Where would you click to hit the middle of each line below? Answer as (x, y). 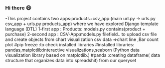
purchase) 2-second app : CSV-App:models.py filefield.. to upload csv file (81, 34)
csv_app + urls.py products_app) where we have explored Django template (82, 24)
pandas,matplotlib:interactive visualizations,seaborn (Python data (72, 50)
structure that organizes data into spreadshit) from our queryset (71, 61)
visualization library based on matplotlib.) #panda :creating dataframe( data (83, 55)
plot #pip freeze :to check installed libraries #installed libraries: (70, 45)
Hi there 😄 (18, 8)
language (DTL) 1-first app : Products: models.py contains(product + (75, 29)
